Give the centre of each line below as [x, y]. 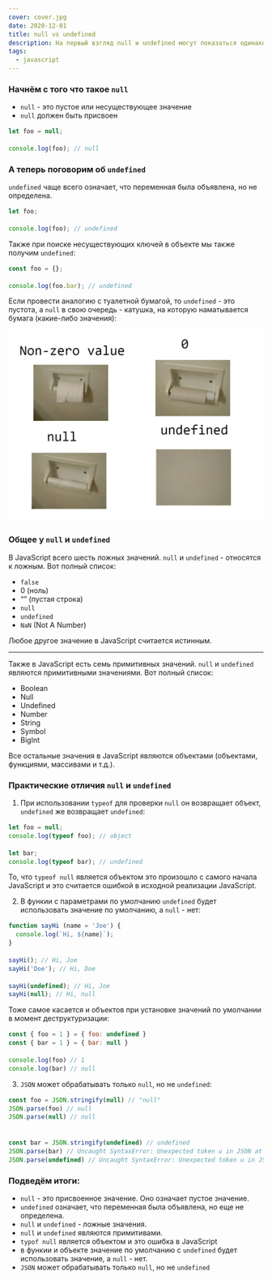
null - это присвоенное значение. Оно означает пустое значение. [134, 1198]
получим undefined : [42, 252]
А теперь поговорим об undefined [77, 169]
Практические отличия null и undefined [90, 785]
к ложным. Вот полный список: [62, 566]
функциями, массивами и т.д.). [62, 764]
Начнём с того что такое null [68, 89]
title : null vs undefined [52, 34]
